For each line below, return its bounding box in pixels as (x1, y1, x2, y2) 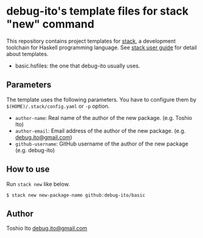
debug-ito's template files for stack (6, 4, 189, 18)
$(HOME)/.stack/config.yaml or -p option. (6, 102, 110, 110)
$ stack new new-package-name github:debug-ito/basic (6, 192, 146, 198)
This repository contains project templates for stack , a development (6, 37, 176, 44)
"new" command (6, 17, 95, 31)
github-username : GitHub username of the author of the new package (15, 140, 188, 147)
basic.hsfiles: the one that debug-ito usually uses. (15, 62, 140, 69)
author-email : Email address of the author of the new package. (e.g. (15, 127, 186, 135)
